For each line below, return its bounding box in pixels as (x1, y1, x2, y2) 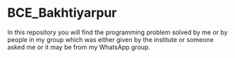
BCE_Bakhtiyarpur (7, 5, 117, 21)
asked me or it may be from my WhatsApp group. (7, 43, 150, 51)
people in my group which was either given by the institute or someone (7, 35, 214, 43)
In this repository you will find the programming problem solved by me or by (7, 28, 228, 36)
